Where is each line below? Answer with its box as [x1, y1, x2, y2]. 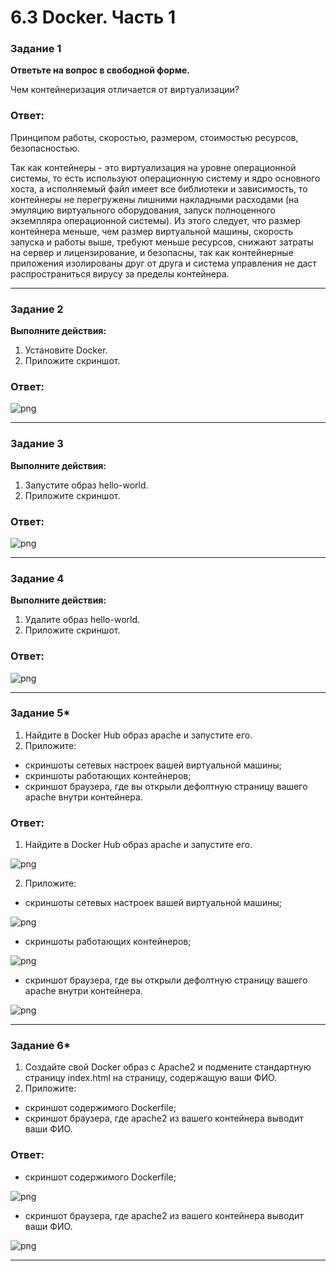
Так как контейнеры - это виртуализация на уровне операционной [10, 161, 297, 173]
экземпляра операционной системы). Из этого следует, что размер [10, 214, 301, 226]
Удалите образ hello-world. [24, 614, 141, 626]
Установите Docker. [24, 344, 108, 356]
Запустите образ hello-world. [24, 479, 149, 491]
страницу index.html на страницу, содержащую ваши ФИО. [24, 1072, 278, 1084]
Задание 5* [10, 706, 71, 720]
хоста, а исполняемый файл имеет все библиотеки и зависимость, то [10, 182, 308, 195]
